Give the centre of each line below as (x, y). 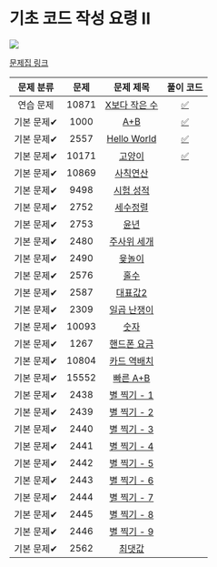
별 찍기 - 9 (132, 532)
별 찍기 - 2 (132, 412)
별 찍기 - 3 (132, 429)
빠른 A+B (132, 378)
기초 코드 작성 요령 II (80, 19)
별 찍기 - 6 (132, 481)
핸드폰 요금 (132, 344)
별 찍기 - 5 (132, 463)
